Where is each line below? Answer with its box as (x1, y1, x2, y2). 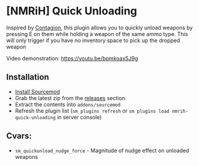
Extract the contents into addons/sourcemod (14, 101, 121, 108)
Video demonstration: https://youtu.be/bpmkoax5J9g (6, 55, 138, 62)
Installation (6, 72, 49, 82)
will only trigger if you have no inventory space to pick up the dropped (6, 37, 180, 44)
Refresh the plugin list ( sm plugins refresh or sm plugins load (14, 107, 170, 114)
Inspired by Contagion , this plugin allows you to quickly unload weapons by (6, 24, 193, 31)
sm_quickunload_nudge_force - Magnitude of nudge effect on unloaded (14, 147, 189, 154)
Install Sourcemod (14, 88, 60, 95)
